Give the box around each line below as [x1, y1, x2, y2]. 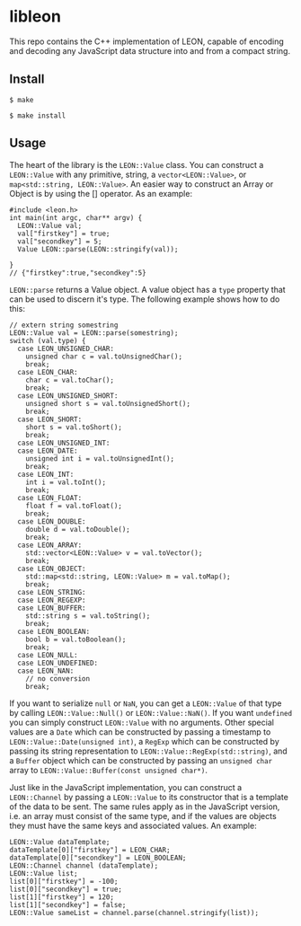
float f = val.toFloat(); [25, 501, 123, 510]
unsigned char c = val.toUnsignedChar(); [25, 352, 182, 361]
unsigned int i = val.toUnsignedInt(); [25, 454, 175, 463]
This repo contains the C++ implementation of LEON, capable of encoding [9, 36, 285, 47]
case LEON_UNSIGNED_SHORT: [17, 391, 119, 401]
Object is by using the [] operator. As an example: [9, 188, 193, 198]
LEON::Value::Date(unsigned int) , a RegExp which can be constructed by [9, 736, 280, 746]
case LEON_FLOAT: [17, 493, 83, 502]
